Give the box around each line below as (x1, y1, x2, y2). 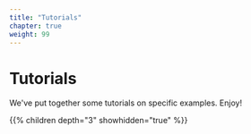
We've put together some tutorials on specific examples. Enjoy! (9, 97, 243, 108)
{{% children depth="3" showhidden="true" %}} (9, 115, 188, 126)
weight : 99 (9, 29, 50, 38)
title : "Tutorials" (9, 13, 82, 22)
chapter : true (9, 21, 63, 30)
